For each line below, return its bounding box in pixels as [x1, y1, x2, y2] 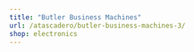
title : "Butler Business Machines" [9, 12, 142, 22]
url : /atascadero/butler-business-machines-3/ [9, 21, 186, 30]
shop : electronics [9, 29, 78, 38]
